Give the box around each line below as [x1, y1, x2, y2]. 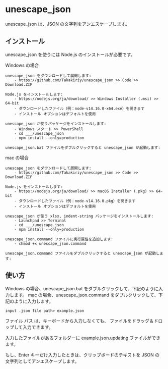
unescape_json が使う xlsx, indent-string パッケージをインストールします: [5, 214, 154, 219]
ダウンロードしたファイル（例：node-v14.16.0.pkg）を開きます [18, 198, 136, 203]
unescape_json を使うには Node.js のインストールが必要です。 [5, 51, 135, 58]
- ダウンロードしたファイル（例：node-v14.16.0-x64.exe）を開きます [14, 106, 145, 111]
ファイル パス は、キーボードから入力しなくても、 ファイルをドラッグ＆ [5, 318, 154, 324]
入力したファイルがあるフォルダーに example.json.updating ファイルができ [5, 335, 161, 341]
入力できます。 [22, 324, 54, 330]
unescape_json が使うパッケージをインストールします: [5, 121, 107, 126]
